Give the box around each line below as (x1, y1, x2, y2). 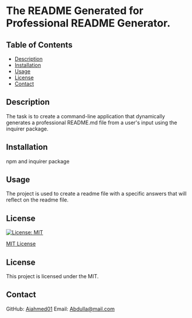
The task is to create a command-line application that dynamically (6, 112, 165, 119)
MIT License (6, 240, 36, 247)
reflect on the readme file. (6, 196, 69, 203)
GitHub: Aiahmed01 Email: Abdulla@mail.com (6, 305, 115, 312)
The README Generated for (6, 4, 143, 18)
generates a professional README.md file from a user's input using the (6, 119, 177, 126)
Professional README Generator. (6, 16, 171, 30)
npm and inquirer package (6, 158, 70, 165)
